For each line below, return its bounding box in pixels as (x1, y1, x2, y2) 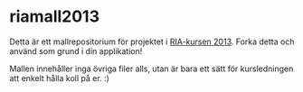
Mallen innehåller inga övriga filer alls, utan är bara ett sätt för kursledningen (9, 63, 294, 74)
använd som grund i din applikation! (9, 45, 143, 56)
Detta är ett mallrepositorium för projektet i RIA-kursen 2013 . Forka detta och (9, 36, 295, 47)
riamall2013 (9, 6, 100, 27)
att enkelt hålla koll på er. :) (9, 72, 110, 83)
